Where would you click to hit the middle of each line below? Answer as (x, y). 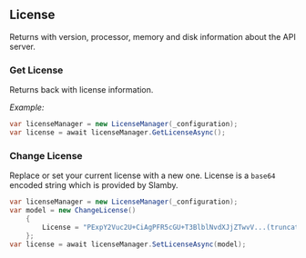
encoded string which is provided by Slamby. (94, 185)
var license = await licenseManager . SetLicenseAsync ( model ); (128, 244)
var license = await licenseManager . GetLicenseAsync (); (117, 132)
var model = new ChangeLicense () (73, 211)
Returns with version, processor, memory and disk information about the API (153, 36)
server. (23, 46)
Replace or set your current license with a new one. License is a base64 (143, 175)
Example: (27, 107)
